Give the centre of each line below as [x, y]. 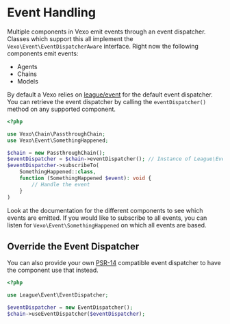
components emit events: [43, 53]
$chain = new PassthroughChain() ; [56, 153]
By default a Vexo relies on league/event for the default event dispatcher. [110, 95]
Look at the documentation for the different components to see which [105, 210]
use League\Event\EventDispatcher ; [58, 295]
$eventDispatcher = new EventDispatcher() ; [70, 308]
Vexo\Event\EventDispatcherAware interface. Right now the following [103, 46]
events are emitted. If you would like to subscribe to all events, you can [107, 218]
